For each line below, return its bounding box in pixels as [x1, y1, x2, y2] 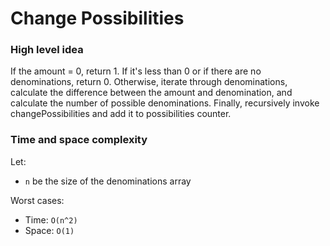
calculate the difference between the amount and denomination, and [10, 87, 293, 99]
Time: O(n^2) [24, 213, 78, 226]
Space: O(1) [24, 224, 75, 236]
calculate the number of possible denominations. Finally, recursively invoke [10, 97, 320, 109]
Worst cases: [10, 194, 65, 206]
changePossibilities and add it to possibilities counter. [10, 108, 232, 120]
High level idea [10, 43, 84, 57]
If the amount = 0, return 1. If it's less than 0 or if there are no [10, 65, 262, 77]
